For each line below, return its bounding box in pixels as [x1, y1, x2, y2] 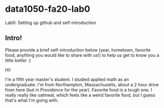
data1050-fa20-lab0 [5, 3, 90, 15]
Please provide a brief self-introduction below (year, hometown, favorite [5, 47, 151, 53]
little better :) [5, 57, 31, 63]
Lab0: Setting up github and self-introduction [5, 20, 97, 26]
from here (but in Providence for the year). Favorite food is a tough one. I [5, 87, 152, 93]
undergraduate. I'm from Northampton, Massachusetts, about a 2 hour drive [5, 81, 159, 87]
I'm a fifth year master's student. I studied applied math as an [5, 76, 129, 82]
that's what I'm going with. [5, 97, 59, 103]
